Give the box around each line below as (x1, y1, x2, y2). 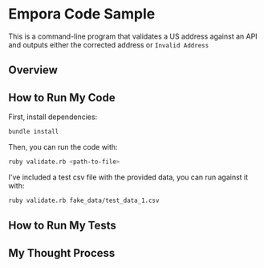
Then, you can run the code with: (8, 142, 118, 152)
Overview (8, 64, 59, 77)
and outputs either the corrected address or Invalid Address (8, 39, 209, 49)
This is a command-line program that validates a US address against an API (8, 31, 258, 41)
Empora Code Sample (8, 5, 156, 23)
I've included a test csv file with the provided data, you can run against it (8, 172, 249, 182)
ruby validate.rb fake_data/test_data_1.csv (8, 196, 160, 204)
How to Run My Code (8, 90, 116, 105)
